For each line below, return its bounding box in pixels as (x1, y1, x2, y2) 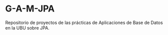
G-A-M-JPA (5, 3, 55, 14)
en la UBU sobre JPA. (5, 24, 50, 30)
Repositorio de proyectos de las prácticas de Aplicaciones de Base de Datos (5, 19, 163, 25)
